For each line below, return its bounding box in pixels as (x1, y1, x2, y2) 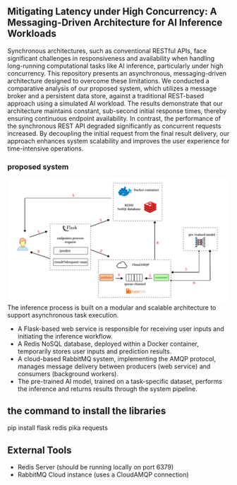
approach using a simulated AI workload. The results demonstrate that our (7, 99, 224, 107)
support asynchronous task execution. (7, 310, 119, 319)
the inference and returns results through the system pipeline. (17, 385, 197, 393)
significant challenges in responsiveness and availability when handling (7, 54, 215, 62)
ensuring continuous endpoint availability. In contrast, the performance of (7, 114, 221, 122)
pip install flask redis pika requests (7, 423, 108, 432)
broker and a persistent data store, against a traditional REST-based (7, 91, 205, 100)
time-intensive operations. (7, 144, 84, 153)
